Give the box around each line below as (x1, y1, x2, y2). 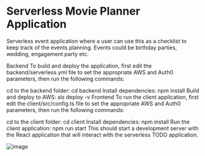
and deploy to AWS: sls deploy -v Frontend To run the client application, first (6, 93, 199, 101)
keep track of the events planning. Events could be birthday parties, (6, 44, 177, 51)
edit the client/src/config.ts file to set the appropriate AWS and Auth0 (6, 99, 181, 107)
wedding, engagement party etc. (6, 50, 89, 57)
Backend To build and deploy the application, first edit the (6, 62, 152, 69)
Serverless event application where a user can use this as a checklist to (6, 37, 187, 44)
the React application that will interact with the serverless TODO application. (6, 131, 199, 138)
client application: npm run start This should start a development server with (6, 124, 199, 132)
